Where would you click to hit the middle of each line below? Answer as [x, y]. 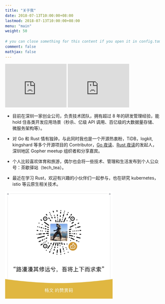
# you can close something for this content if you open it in [71, 42]
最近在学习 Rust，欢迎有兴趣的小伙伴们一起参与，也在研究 [71, 178]
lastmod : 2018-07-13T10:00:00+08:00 [42, 21]
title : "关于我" [21, 10]
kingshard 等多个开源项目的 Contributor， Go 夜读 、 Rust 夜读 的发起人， [84, 144]
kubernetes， [145, 178]
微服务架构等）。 [28, 128]
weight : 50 [16, 31]
